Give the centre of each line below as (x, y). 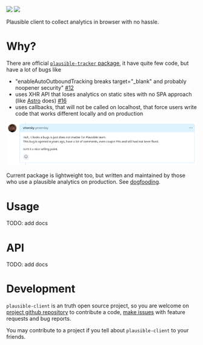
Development (41, 289)
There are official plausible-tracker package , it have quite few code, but (98, 63)
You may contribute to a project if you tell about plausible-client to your (98, 330)
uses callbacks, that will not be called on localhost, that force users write (106, 107)
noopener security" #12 (45, 87)
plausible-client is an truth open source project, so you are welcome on (98, 306)
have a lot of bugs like (34, 69)
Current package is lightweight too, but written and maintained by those (96, 175)
